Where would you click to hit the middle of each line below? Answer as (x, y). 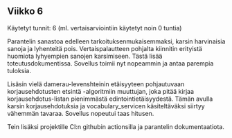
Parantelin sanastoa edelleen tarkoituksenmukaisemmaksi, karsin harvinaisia (116, 41)
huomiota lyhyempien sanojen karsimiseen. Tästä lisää (85, 56)
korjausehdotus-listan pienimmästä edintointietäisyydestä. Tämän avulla (110, 99)
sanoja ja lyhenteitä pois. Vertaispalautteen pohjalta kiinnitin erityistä (105, 48)
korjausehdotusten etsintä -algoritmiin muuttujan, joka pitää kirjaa (101, 91)
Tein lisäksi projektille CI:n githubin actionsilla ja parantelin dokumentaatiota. (116, 126)
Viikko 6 (25, 11)
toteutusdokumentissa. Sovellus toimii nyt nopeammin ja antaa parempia (110, 63)
